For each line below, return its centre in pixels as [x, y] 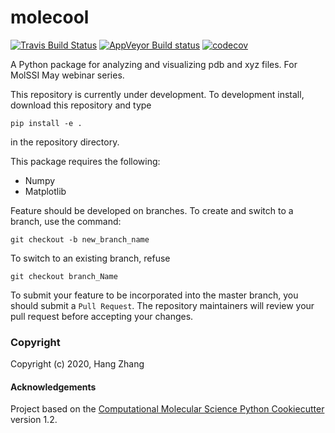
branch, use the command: [66, 221]
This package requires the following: [85, 161]
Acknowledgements [53, 387]
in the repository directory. [65, 142]
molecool [50, 17]
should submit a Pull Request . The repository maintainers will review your [162, 305]
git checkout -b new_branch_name [80, 239]
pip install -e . [46, 123]
